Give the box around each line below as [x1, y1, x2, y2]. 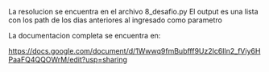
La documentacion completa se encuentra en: [8, 31, 161, 40]
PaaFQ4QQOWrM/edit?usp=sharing [8, 55, 127, 64]
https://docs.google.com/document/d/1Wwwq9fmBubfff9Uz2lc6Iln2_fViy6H [8, 46, 261, 55]
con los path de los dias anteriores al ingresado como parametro [8, 15, 223, 25]
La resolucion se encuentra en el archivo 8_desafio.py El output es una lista [8, 7, 259, 16]
